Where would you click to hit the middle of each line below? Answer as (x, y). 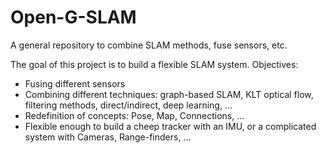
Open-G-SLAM (73, 17)
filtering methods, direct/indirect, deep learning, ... (128, 105)
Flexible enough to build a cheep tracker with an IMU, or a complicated (170, 126)
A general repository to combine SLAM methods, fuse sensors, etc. (149, 45)
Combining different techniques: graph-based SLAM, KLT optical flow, (169, 94)
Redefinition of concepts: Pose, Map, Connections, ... (134, 115)
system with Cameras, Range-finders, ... (108, 137)
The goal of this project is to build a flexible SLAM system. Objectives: (154, 64)
